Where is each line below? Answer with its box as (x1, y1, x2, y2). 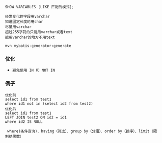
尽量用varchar (5, 24, 32, 29)
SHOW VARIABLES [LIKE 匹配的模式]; (5, 4, 75, 9)
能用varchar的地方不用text (5, 35, 55, 40)
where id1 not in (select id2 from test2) (5, 101, 93, 106)
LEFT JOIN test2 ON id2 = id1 (5, 115, 67, 120)
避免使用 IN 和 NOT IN (12, 68, 55, 73)
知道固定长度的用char (5, 19, 43, 24)
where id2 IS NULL (5, 119, 43, 124)
